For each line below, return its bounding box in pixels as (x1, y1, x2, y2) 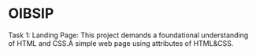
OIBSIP (8, 5, 54, 23)
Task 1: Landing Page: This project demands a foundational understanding (8, 30, 249, 40)
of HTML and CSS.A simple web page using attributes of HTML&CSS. (8, 38, 234, 47)
